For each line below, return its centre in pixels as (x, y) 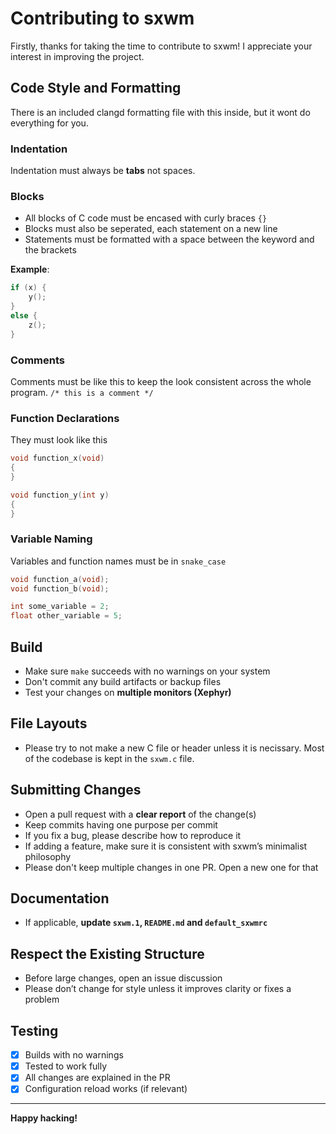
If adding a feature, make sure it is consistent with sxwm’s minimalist (166, 846)
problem (42, 999)
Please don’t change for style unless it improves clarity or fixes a (158, 989)
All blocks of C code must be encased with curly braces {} (146, 218)
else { (24, 315)
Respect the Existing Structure (107, 953)
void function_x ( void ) (57, 458)
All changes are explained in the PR (97, 1078)
